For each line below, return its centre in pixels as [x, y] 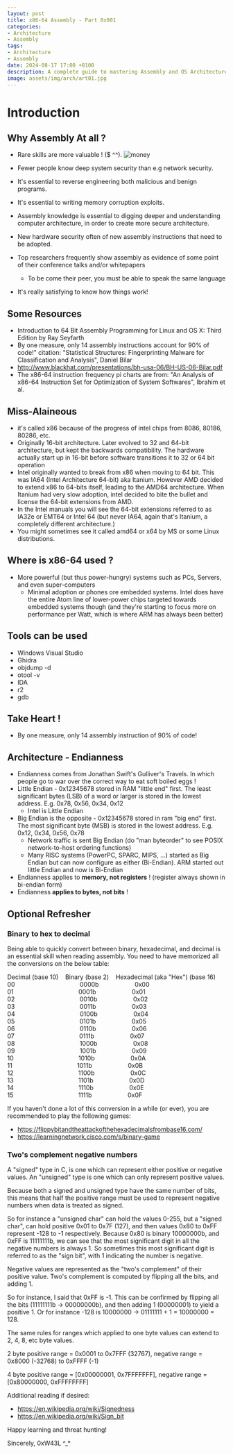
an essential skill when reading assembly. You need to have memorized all [113, 956]
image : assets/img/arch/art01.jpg [57, 78]
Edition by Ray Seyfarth [51, 338]
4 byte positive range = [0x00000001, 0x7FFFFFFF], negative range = [107, 1375]
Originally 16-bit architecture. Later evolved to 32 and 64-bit [103, 443]
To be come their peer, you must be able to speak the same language [127, 278]
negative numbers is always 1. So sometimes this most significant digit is [111, 1248]
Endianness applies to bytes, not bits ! [72, 892]
